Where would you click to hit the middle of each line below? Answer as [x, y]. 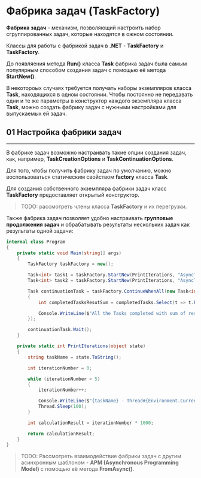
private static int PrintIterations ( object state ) [81, 346]
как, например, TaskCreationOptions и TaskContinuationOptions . [90, 159]
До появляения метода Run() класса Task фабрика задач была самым [97, 64]
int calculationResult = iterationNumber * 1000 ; [91, 423]
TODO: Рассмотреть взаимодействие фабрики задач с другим [101, 456]
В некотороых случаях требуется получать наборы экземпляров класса [99, 88]
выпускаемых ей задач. [36, 113]
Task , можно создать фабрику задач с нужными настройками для [91, 107]
